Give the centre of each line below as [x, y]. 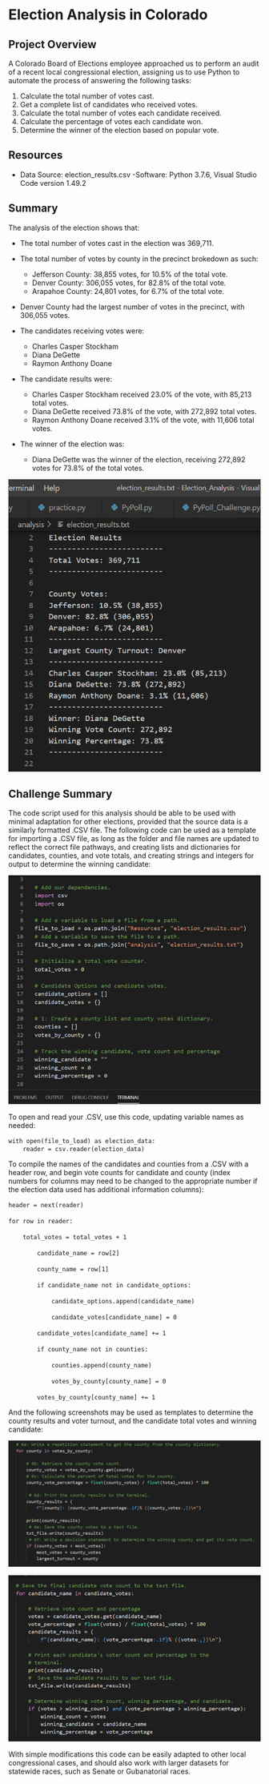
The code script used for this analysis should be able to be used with [122, 813]
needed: [22, 1125]
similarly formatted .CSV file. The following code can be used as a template [132, 830]
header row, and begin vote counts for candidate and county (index [119, 1172]
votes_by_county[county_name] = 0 [108, 1381]
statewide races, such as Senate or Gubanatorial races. [99, 1771]
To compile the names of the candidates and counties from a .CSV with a [128, 1164]
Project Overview [52, 44]
